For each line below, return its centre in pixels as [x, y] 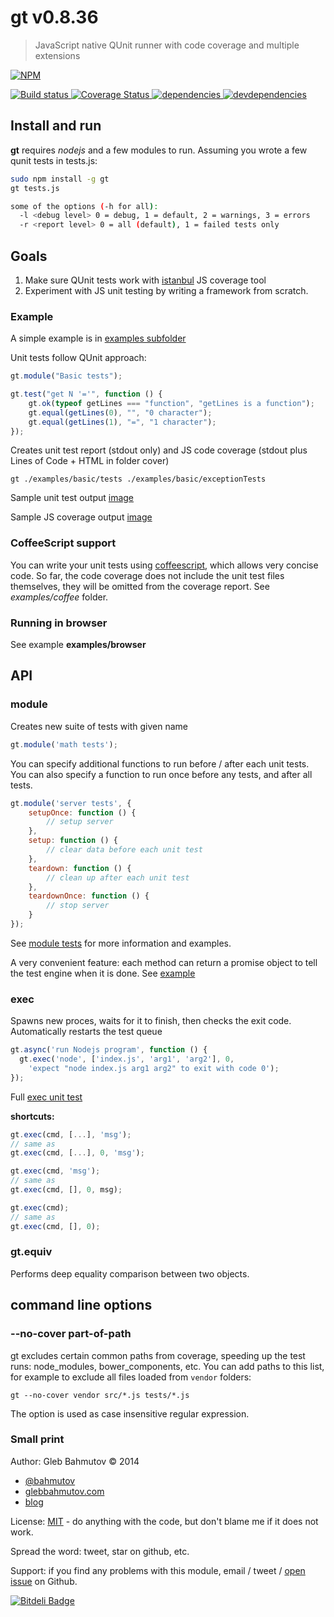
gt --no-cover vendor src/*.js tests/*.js [100, 1395]
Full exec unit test [46, 1097]
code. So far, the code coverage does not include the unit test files [147, 575]
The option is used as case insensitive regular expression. [130, 1413]
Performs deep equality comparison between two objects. [130, 1273]
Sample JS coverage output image [81, 517]
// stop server [78, 906]
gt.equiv [31, 1252]
